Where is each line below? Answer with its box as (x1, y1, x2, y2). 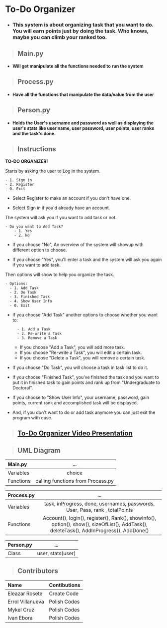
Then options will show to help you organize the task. (5, 271, 114, 278)
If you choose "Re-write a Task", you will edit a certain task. (19, 349, 142, 355)
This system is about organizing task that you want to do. (12, 21, 154, 28)
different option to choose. (12, 247, 67, 253)
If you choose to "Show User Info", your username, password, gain (12, 394, 150, 400)
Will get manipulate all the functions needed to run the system (12, 63, 144, 69)
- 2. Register (5, 182, 35, 187)
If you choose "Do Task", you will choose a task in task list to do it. (12, 364, 148, 370)
